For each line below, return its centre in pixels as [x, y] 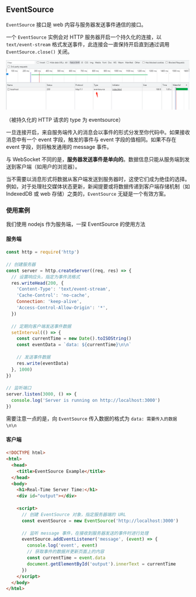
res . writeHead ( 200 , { [38, 283]
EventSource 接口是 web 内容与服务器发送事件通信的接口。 [76, 24]
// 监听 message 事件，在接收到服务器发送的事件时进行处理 [85, 533]
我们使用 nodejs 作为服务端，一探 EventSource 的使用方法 [76, 224]
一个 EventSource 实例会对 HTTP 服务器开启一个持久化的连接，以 [84, 37]
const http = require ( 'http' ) [43, 252]
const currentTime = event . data [66, 558]
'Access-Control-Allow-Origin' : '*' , [62, 308]
